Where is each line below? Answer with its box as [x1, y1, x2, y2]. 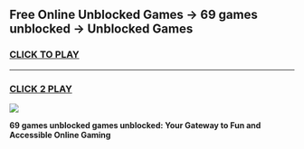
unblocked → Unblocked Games [9, 22, 194, 37]
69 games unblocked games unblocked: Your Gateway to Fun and [9, 119, 261, 130]
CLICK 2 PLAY [9, 82, 72, 95]
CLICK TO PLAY [9, 49, 80, 61]
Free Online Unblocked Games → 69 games [9, 7, 258, 23]
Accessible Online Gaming [9, 129, 111, 140]
